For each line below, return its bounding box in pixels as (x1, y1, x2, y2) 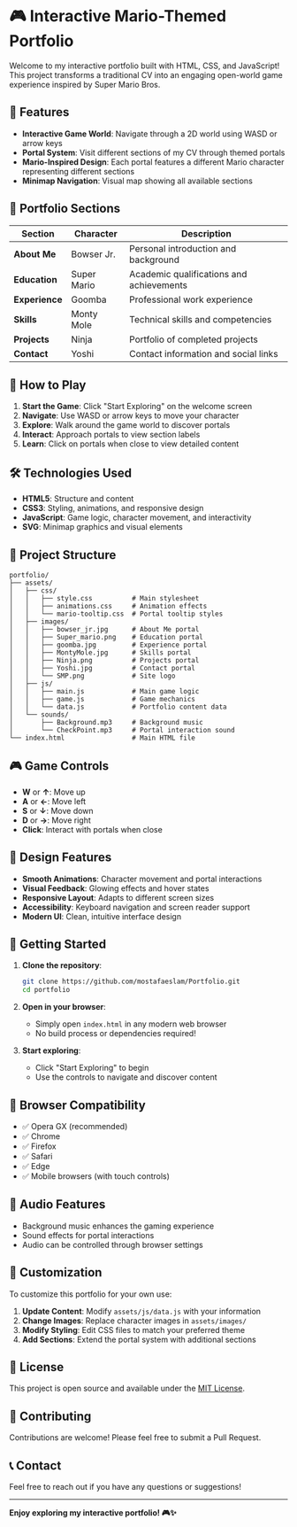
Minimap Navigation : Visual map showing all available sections (21, 175, 254, 186)
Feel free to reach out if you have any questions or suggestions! (9, 1482, 241, 1492)
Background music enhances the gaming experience (21, 1221, 215, 1231)
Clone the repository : (21, 960, 103, 971)
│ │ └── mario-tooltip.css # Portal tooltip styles (9, 609, 224, 618)
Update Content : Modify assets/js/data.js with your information (21, 1306, 262, 1316)
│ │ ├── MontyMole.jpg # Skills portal (9, 648, 192, 657)
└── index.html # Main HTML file (9, 733, 196, 742)
